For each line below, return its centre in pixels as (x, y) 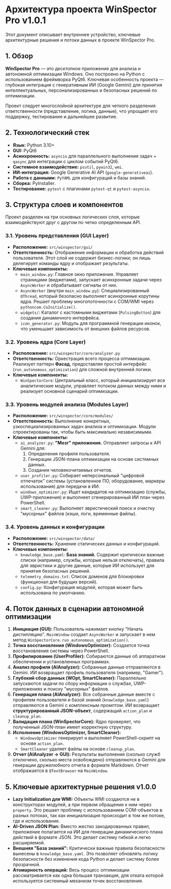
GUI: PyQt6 (25, 150)
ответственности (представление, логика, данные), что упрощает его (81, 111)
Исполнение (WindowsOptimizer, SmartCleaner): (67, 733)
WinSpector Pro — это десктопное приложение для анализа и (73, 68)
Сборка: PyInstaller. (34, 183)
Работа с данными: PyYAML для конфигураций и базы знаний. (79, 177)
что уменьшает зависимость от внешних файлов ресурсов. (85, 329)
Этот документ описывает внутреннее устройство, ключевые (73, 34)
